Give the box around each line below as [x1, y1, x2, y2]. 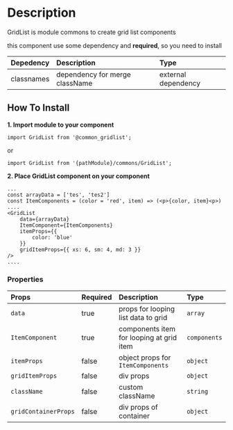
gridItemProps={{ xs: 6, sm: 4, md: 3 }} [19, 246, 141, 253]
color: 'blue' [32, 234, 73, 241]
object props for [119, 353, 171, 363]
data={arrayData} [19, 216, 70, 223]
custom [119, 383, 144, 392]
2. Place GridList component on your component [7, 172, 150, 180]
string [187, 388, 209, 396]
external [159, 70, 187, 79]
